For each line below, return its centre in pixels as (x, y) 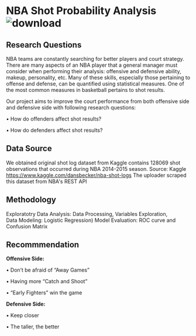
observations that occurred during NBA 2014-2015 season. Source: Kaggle (96, 169)
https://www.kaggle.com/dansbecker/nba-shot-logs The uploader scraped (96, 175)
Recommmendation (43, 245)
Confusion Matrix (27, 226)
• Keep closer (23, 316)
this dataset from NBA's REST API (47, 181)
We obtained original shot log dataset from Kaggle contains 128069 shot (93, 163)
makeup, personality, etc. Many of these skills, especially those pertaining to (98, 78)
